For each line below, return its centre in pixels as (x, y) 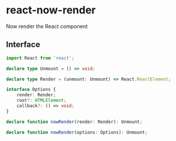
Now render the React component (47, 26)
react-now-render (51, 10)
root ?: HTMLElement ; (42, 101)
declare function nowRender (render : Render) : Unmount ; (74, 122)
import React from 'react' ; (40, 58)
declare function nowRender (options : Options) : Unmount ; (77, 132)
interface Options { (31, 90)
